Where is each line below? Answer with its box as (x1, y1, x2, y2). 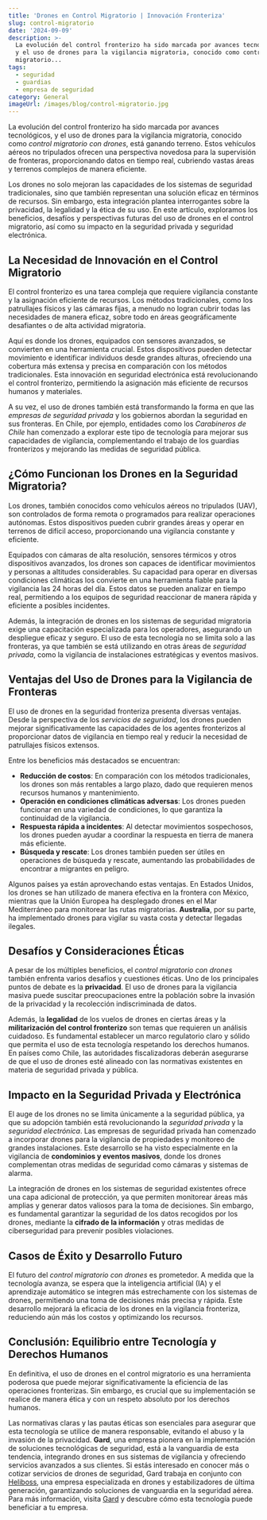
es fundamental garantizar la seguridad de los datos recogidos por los (8, 1209, 238, 1219)
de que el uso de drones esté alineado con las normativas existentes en (8, 1057, 243, 1066)
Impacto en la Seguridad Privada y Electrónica (8, 1088, 242, 1101)
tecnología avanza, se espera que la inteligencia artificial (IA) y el (8, 1278, 221, 1288)
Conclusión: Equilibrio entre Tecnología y (8, 1336, 217, 1349)
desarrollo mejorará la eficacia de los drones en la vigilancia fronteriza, (8, 1304, 241, 1313)
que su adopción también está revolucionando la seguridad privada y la (8, 1118, 244, 1127)
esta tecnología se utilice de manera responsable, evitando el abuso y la (8, 1426, 245, 1436)
